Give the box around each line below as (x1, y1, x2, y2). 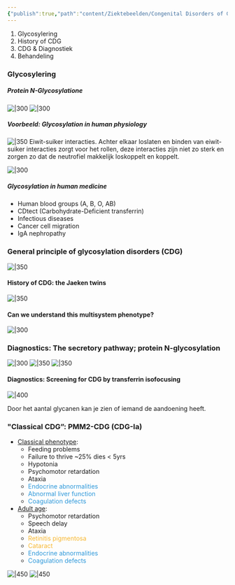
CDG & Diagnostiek (17, 44, 73, 52)
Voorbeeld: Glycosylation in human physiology (7, 120, 148, 129)
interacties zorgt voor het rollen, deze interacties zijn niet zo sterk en (26, 145, 225, 154)
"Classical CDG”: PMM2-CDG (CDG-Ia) (7, 421, 143, 431)
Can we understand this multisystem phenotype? (7, 310, 155, 319)
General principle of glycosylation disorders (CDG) (7, 247, 183, 257)
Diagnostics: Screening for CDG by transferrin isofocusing (7, 375, 180, 384)
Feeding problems (27, 445, 80, 453)
